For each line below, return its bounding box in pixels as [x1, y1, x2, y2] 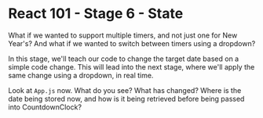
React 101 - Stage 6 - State [8, 5, 184, 23]
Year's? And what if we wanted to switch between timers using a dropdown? [8, 38, 256, 48]
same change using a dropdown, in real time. [8, 70, 154, 80]
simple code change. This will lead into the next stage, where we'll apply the [8, 62, 255, 71]
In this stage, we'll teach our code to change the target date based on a [8, 54, 239, 63]
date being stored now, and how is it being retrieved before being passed [8, 94, 245, 103]
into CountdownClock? [8, 102, 82, 112]
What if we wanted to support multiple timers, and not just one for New [8, 30, 238, 40]
